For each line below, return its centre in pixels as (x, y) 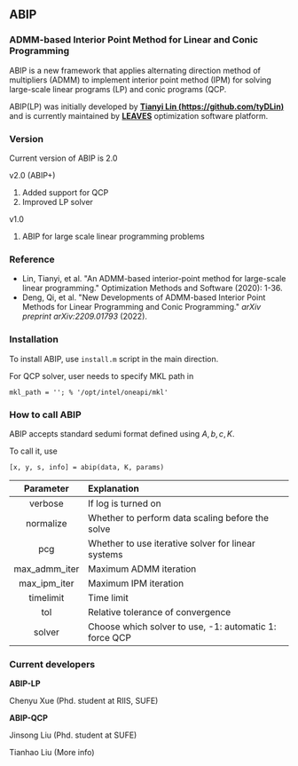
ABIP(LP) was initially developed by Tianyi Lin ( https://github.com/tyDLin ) (147, 107)
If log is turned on (124, 503)
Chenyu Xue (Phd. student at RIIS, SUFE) (84, 701)
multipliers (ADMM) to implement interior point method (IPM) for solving (141, 80)
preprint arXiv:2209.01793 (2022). (85, 316)
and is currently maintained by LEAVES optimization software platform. (139, 115)
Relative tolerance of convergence (159, 612)
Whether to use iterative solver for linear (171, 543)
